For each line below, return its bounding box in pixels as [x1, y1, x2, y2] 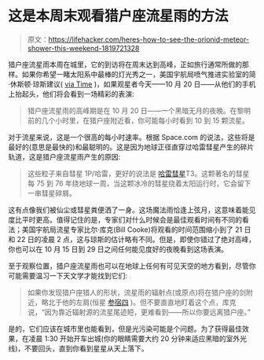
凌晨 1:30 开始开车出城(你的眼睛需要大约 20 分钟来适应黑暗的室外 [28, 333, 240, 343]
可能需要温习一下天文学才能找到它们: [8, 270, 128, 280]
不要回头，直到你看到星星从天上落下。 [24, 343, 149, 353]
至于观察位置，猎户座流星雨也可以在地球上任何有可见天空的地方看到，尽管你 [8, 261, 256, 270]
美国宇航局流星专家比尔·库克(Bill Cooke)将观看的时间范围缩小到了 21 [21, 225, 243, 234]
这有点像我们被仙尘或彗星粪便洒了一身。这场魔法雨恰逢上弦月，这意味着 [8, 205, 242, 215]
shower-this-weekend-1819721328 [27, 43, 140, 53]
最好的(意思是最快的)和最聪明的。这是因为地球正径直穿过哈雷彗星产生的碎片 [8, 142, 255, 152]
